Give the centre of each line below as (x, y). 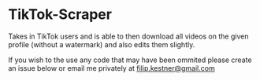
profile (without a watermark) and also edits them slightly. (102, 44)
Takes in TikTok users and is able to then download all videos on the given (128, 36)
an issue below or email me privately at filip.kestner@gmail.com (111, 68)
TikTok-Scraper (60, 15)
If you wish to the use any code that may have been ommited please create (130, 60)
